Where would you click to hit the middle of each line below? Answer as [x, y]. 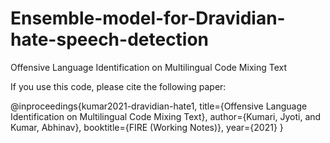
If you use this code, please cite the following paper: [118, 86]
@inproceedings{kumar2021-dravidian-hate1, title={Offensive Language [159, 106]
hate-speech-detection [110, 39]
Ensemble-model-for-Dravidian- [148, 18]
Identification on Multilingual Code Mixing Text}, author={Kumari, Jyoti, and [166, 116]
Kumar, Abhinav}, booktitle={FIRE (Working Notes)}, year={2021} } [147, 127]
